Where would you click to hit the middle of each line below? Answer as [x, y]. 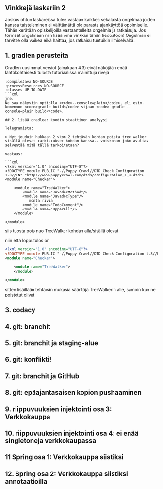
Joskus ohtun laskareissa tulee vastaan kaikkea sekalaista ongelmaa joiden [80, 19]
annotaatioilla [26, 481]
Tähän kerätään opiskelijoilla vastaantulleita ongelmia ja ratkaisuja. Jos [75, 30]
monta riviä [41, 201]
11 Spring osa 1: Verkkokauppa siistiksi [64, 457]
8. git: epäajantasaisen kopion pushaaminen [73, 393]
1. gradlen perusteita [37, 56]
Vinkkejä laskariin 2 [35, 8]
